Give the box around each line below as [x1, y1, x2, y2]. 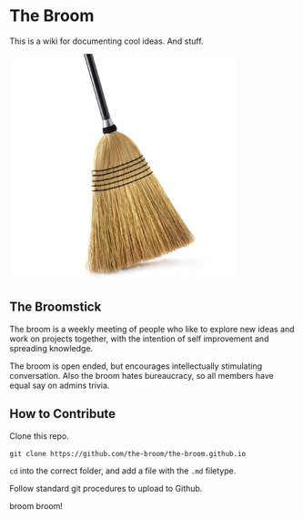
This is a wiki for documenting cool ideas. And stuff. [9, 36, 204, 46]
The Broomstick [9, 300, 102, 315]
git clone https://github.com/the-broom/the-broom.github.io [9, 449, 247, 458]
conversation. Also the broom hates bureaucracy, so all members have [9, 370, 275, 381]
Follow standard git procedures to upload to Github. [9, 483, 203, 494]
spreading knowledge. [9, 342, 94, 353]
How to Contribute [9, 406, 116, 422]
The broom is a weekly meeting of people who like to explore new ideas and [9, 323, 295, 334]
